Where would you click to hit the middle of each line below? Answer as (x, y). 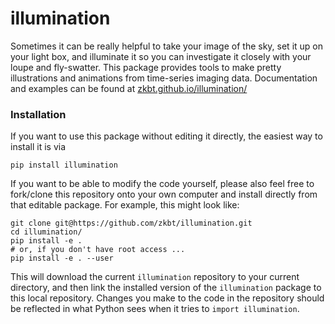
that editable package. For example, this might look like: (125, 205)
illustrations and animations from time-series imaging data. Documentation (164, 78)
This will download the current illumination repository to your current (155, 277)
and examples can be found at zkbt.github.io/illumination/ (129, 88)
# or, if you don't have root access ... (98, 250)
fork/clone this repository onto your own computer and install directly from (164, 194)
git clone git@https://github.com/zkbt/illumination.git (131, 223)
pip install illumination (64, 165)
